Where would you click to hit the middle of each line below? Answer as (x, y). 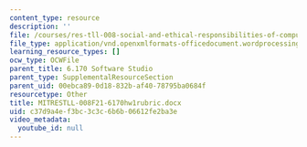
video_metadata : (40, 120)
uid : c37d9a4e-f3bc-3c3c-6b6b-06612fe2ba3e (94, 111)
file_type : (30, 43)
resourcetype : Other (49, 94)
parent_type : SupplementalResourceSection (91, 78)
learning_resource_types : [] (65, 52)
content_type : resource (55, 18)
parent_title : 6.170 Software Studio (81, 69)
